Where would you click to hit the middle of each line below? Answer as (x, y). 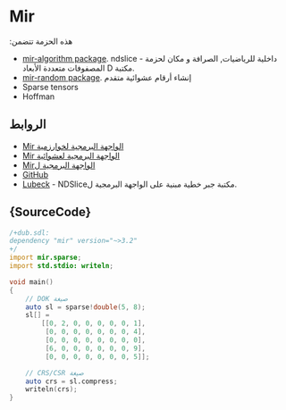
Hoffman (38, 96)
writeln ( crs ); (51, 389)
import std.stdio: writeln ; (62, 266)
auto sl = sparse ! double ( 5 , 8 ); (85, 307)
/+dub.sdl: (29, 233)
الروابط (28, 125)
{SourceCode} (50, 212)
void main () (31, 282)
